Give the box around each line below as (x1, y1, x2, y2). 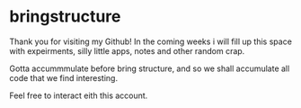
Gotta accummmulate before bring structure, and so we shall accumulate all (9, 63, 290, 74)
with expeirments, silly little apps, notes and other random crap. (9, 45, 245, 56)
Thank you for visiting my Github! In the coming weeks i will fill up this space (9, 36, 292, 47)
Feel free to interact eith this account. (9, 90, 148, 101)
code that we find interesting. (9, 72, 119, 83)
